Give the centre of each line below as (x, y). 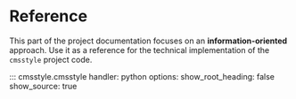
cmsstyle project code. (51, 59)
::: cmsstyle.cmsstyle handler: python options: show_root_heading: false (142, 76)
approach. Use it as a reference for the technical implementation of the (140, 49)
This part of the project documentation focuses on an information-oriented (148, 41)
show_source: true (43, 86)
